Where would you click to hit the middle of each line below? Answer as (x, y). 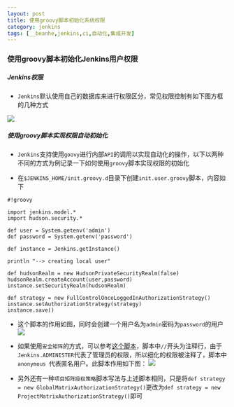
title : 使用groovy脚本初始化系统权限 (56, 20)
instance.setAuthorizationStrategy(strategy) (74, 304)
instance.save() (31, 310)
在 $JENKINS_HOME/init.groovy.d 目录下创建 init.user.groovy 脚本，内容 (118, 178)
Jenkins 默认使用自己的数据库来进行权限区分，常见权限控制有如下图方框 (120, 96)
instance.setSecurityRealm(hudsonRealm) (67, 286)
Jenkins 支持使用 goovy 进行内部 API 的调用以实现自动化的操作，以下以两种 (120, 154)
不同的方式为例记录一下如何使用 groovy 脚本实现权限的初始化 (103, 163)
